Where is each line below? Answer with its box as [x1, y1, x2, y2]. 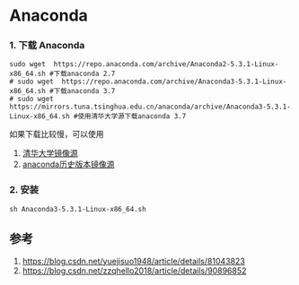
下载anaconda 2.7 [53, 69, 116, 79]
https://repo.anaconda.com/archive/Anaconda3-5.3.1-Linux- [61, 77, 287, 86]
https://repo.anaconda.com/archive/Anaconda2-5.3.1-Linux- [53, 60, 279, 69]
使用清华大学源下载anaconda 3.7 [77, 112, 187, 121]
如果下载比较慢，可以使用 [9, 129, 104, 140]
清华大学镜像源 [22, 148, 78, 159]
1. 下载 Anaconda [9, 39, 85, 52]
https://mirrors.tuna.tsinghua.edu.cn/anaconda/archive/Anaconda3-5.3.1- [9, 102, 292, 112]
